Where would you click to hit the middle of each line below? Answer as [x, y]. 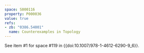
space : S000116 [20, 9]
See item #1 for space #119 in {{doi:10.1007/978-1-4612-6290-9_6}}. [72, 46]
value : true [16, 18]
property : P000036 [23, 14]
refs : [10, 23]
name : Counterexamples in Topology [45, 32]
